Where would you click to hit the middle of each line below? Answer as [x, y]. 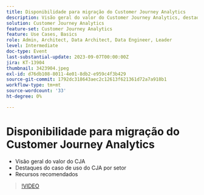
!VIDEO [30, 186]
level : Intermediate [32, 46]
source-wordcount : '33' [36, 91]
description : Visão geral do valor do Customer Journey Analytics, [93, 18]
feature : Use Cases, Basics [42, 35]
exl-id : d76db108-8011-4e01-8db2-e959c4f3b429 [66, 74]
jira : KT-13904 [25, 62]
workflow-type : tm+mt [34, 85]
